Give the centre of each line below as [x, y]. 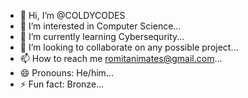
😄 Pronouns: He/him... [66, 73]
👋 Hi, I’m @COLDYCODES [72, 15]
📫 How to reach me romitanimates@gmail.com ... [121, 58]
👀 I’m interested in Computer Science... [100, 26]
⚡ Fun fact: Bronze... [62, 84]
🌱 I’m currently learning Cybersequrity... [102, 36]
